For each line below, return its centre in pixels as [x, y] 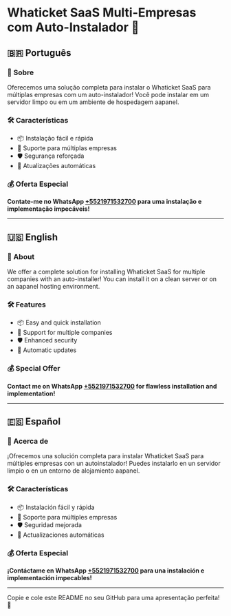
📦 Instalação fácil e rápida [55, 138]
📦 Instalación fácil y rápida [56, 507]
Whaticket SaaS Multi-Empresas [102, 13]
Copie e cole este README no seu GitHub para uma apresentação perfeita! [113, 598]
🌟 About [21, 256]
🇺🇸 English [33, 237]
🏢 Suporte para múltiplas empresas [67, 148]
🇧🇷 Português [39, 53]
